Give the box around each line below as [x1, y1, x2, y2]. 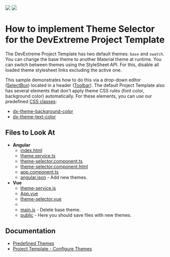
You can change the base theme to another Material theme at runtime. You [5, 56, 162, 62]
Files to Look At [5, 128, 55, 137]
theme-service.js [20, 185, 56, 191]
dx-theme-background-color [12, 108, 73, 114]
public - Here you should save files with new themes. [20, 212, 132, 218]
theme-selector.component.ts [20, 158, 83, 164]
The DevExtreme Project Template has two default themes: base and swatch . [5, 51, 164, 57]
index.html [20, 147, 42, 153]
